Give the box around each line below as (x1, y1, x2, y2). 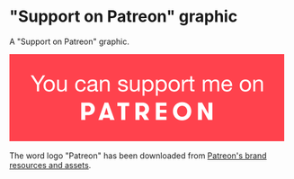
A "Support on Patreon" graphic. (9, 36, 130, 47)
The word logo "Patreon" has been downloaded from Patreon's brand (9, 150, 267, 161)
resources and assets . (9, 159, 92, 170)
